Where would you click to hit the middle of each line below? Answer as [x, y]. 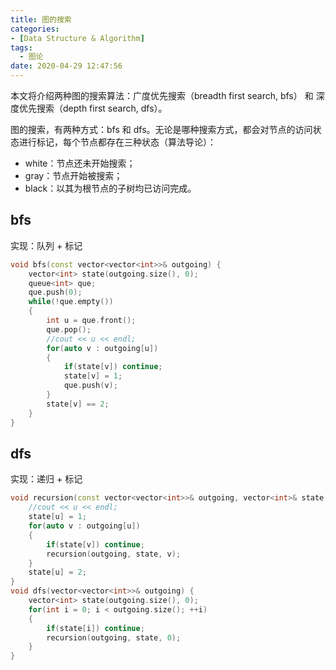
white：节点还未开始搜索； [80, 163]
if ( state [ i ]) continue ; [95, 628]
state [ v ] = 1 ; [93, 376]
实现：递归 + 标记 [46, 479]
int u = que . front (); [91, 321]
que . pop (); [69, 329]
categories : [35, 29]
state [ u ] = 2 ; [57, 572]
